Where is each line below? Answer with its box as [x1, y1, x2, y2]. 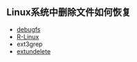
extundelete [16, 47, 51, 55]
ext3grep [16, 40, 43, 48]
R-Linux [16, 32, 39, 41]
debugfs [16, 25, 41, 33]
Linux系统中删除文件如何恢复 [6, 6, 131, 19]
